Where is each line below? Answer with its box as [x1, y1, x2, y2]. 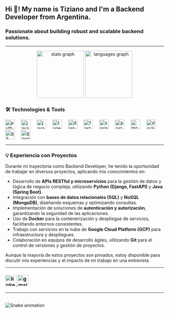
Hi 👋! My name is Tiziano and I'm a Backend [5, 5, 144, 14]
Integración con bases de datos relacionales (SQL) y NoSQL [12, 194, 139, 200]
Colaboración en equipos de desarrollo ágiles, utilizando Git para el [12, 237, 152, 243]
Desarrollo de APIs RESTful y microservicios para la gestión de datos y [12, 178, 162, 184]
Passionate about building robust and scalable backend [5, 28, 144, 35]
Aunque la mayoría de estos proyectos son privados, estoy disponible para [5, 252, 160, 258]
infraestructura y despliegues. [12, 232, 75, 238]
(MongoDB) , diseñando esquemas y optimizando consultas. [12, 199, 137, 206]
